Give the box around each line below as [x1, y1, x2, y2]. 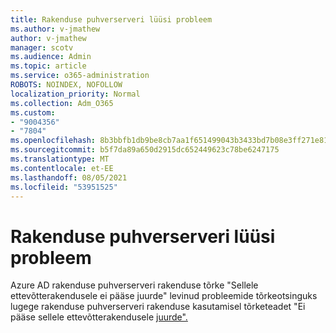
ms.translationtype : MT [10, 154, 110, 164]
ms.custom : [10, 107, 56, 118]
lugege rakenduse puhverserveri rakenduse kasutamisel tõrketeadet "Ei [10, 301, 306, 313]
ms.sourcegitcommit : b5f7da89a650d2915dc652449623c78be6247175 [10, 145, 280, 155]
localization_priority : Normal [10, 89, 141, 99]
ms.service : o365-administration [10, 71, 150, 81]
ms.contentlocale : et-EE [10, 163, 114, 173]
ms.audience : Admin [10, 52, 92, 62]
